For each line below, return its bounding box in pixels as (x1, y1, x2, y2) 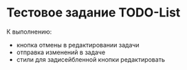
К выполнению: (6, 27, 52, 36)
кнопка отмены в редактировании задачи (16, 40, 140, 49)
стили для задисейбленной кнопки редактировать (16, 55, 166, 63)
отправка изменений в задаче (16, 48, 106, 56)
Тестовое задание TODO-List (6, 5, 181, 21)
